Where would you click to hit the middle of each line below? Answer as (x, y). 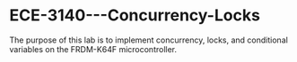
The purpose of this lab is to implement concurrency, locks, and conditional (149, 40)
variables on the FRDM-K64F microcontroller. (93, 49)
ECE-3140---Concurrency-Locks (135, 15)
